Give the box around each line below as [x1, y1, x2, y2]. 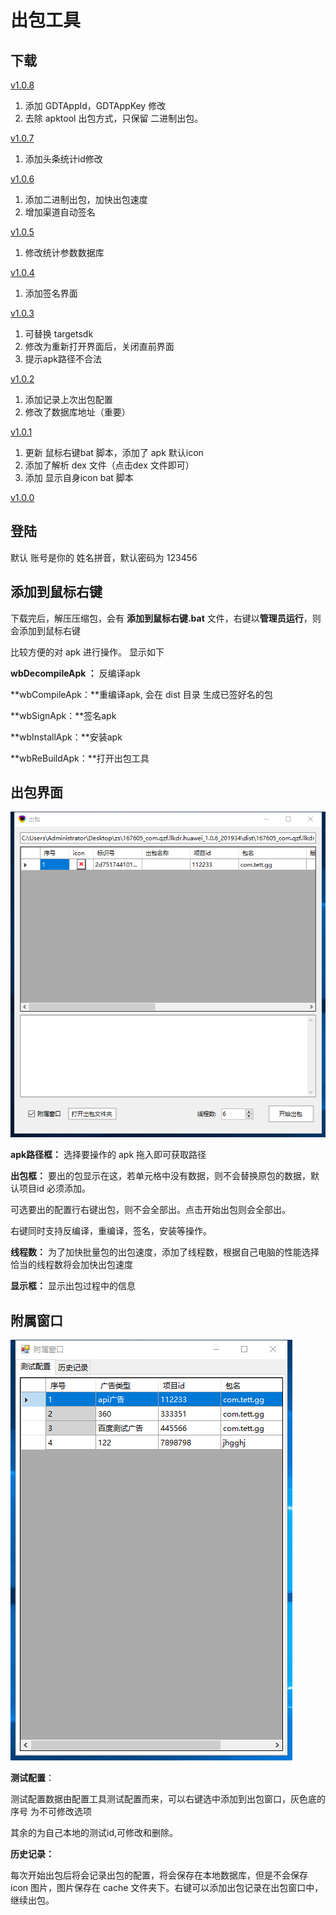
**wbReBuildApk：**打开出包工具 [10, 752, 150, 764]
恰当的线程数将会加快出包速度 [10, 1259, 133, 1271]
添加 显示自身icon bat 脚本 [24, 472, 134, 483]
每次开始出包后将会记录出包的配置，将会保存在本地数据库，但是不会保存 [10, 1869, 308, 1881]
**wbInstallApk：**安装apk [10, 731, 123, 743]
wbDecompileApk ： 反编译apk [10, 667, 141, 679]
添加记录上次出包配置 [24, 394, 113, 405]
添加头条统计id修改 [24, 153, 103, 165]
